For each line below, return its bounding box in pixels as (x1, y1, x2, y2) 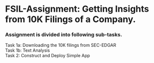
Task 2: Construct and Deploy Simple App (5, 53, 90, 59)
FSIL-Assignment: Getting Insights (5, 3, 149, 15)
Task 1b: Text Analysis (5, 47, 50, 53)
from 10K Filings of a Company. (5, 14, 136, 25)
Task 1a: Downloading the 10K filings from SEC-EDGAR (5, 42, 116, 48)
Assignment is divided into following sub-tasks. (5, 31, 122, 38)
